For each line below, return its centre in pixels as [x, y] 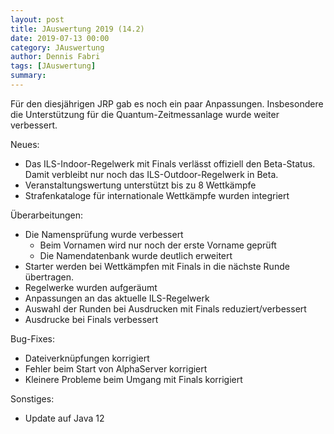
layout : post [37, 19]
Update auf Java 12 [64, 418]
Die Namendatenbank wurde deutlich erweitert [136, 255]
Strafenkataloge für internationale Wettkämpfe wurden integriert [157, 195]
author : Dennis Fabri [55, 57]
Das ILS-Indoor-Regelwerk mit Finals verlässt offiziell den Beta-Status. [170, 163]
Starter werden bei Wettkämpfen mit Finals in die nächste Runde [157, 266]
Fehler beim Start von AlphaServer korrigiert [116, 368]
